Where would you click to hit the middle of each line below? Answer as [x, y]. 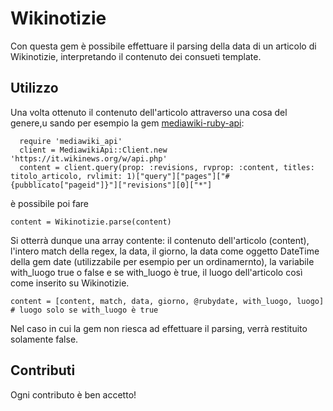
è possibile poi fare [50, 203]
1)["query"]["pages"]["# [178, 176]
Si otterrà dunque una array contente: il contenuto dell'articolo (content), [160, 240]
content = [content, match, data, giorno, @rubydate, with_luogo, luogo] [167, 301]
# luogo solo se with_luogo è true [84, 310]
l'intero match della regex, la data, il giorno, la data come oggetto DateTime [165, 251]
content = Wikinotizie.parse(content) [91, 222]
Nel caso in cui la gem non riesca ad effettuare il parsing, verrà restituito [159, 328]
